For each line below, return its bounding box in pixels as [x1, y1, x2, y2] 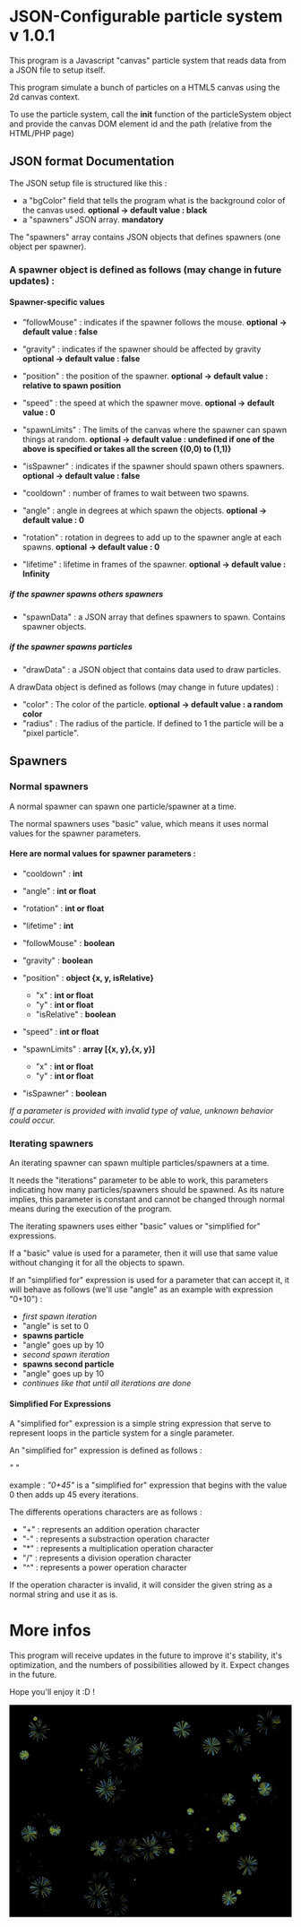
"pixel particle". [21, 727, 79, 738]
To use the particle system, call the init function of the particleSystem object [9, 109, 292, 119]
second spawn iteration [21, 1350, 110, 1359]
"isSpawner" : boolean [21, 1088, 107, 1098]
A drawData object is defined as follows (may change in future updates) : [9, 681, 279, 692]
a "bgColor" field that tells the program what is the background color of [21, 195, 286, 205]
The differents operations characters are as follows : [9, 1506, 202, 1517]
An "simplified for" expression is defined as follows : [9, 1445, 203, 1456]
